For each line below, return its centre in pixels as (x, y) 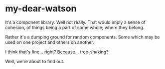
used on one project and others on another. (50, 42)
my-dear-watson (41, 9)
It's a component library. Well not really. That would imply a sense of (75, 22)
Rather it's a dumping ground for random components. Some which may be (82, 37)
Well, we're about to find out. (35, 61)
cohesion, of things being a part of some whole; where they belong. (75, 27)
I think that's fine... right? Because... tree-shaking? (57, 52)
